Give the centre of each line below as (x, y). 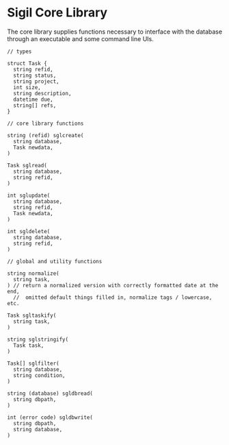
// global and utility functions (55, 261)
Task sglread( (27, 165)
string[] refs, (35, 105)
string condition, (40, 375)
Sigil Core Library (57, 13)
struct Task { (27, 63)
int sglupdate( (29, 195)
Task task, (29, 345)
